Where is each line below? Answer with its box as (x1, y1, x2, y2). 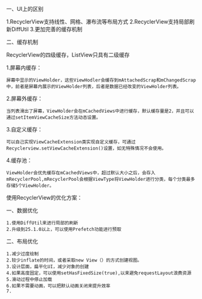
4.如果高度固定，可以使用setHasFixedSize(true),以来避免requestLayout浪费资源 (6, 270, 192, 276)
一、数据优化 (6, 207, 38, 214)
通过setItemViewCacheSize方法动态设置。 (6, 115, 101, 121)
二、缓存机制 (6, 39, 38, 45)
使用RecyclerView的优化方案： (6, 194, 83, 201)
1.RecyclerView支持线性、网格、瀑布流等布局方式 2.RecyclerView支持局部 (6, 18, 190, 25)
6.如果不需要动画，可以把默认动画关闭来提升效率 (6, 283, 110, 289)
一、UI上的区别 (6, 5, 44, 12)
